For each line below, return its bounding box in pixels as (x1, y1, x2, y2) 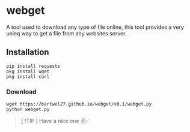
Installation (6, 47, 49, 58)
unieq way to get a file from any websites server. (6, 29, 127, 37)
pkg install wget (6, 68, 50, 74)
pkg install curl (6, 73, 50, 80)
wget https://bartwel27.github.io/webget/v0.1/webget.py (6, 101, 152, 107)
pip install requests (6, 63, 61, 69)
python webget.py (6, 106, 50, 113)
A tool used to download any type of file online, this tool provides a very (6, 23, 185, 31)
